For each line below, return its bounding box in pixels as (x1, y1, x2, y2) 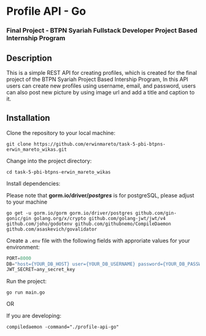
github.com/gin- (135, 210, 177, 216)
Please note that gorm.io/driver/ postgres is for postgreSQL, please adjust (6, 191, 194, 199)
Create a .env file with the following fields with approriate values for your (6, 237, 190, 244)
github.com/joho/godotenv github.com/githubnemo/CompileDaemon (6, 221, 172, 227)
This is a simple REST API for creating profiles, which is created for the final (6, 69, 197, 76)
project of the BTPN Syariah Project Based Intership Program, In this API (6, 75, 189, 83)
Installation (6, 113, 50, 123)
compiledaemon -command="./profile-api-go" (6, 324, 120, 330)
